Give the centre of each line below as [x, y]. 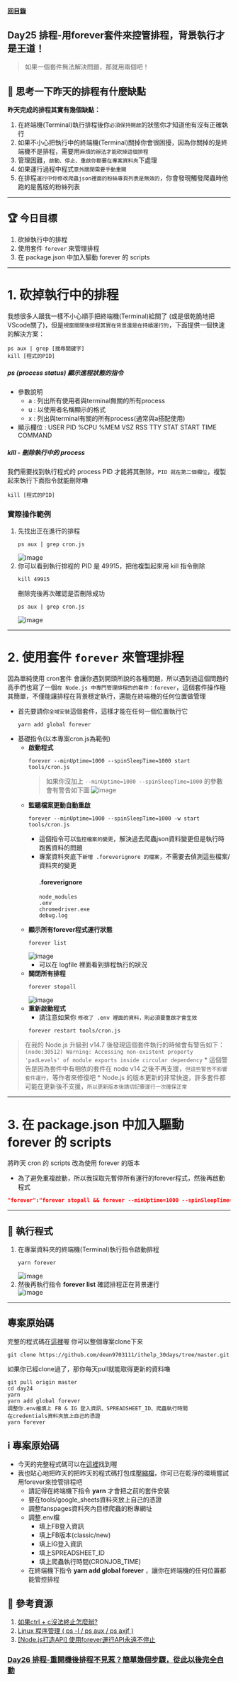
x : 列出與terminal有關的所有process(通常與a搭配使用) [107, 418]
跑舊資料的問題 [61, 848]
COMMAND [35, 435]
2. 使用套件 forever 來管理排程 [96, 657]
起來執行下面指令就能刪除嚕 [48, 480]
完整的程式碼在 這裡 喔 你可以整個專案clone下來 [75, 1341]
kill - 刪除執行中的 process [46, 452]
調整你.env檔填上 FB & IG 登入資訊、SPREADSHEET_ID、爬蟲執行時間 [98, 1408]
